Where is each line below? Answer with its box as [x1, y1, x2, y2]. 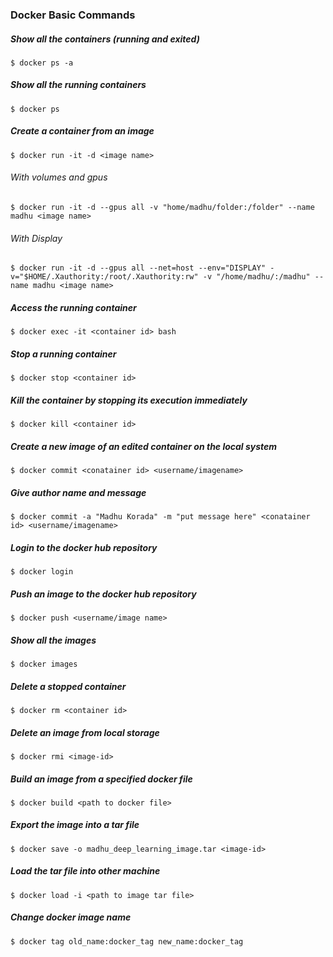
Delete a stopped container [10, 680, 127, 692]
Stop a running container [10, 348, 117, 360]
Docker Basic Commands [10, 8, 136, 22]
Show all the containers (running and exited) [10, 33, 200, 45]
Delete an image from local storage [10, 726, 160, 738]
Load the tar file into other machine [10, 865, 161, 877]
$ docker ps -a [10, 58, 74, 68]
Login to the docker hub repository [10, 541, 158, 553]
